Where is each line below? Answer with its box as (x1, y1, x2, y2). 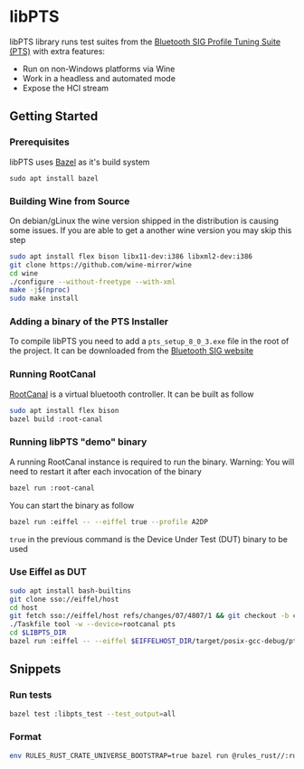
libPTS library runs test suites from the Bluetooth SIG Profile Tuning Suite (9, 36, 281, 47)
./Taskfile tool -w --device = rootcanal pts (9, 620, 176, 629)
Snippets (9, 661, 62, 677)
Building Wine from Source (9, 194, 130, 207)
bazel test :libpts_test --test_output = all (9, 709, 176, 718)
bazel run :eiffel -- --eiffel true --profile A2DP (9, 517, 208, 526)
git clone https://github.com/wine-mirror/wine (9, 260, 193, 269)
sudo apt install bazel (9, 173, 100, 183)
